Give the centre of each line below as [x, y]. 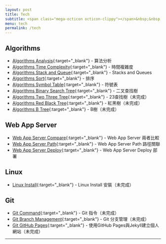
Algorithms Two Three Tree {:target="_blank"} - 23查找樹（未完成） [81, 97]
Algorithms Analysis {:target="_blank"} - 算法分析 [62, 60]
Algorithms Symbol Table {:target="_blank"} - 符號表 [65, 84]
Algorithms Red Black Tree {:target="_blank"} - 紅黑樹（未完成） [77, 103]
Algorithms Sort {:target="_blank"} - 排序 [53, 78]
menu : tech [16, 24]
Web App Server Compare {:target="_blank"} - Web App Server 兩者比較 [86, 138]
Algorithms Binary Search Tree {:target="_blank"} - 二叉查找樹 [75, 91]
